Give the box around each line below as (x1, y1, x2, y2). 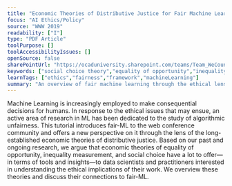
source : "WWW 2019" (7, 23, 64, 30)
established (7, 136, 40, 145)
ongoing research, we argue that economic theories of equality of (7, 143, 195, 152)
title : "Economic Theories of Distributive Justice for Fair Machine (7, 10, 212, 17)
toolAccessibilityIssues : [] (7, 49, 91, 56)
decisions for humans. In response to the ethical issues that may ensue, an (7, 107, 220, 115)
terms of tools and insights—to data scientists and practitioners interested (13, 158, 224, 166)
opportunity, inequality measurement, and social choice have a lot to (7, 151, 202, 159)
